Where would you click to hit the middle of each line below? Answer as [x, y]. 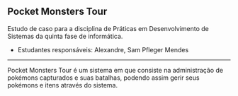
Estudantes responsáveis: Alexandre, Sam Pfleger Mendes [103, 49]
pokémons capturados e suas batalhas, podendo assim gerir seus [103, 78]
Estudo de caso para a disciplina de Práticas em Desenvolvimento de [108, 28]
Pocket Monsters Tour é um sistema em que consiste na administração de [115, 70]
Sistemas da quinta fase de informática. [65, 36]
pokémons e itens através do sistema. [63, 85]
